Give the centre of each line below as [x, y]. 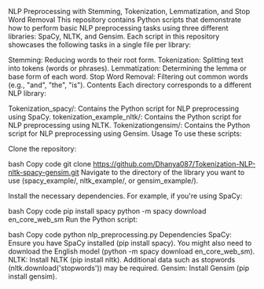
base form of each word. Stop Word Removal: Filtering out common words [128, 77]
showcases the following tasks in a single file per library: [99, 45]
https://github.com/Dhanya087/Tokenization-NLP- [174, 164]
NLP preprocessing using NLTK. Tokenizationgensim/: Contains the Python [129, 125]
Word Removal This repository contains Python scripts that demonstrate [125, 20]
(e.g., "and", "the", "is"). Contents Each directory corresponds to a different [130, 85]
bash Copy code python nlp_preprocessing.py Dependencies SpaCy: [120, 234]
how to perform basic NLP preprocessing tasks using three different [118, 28]
